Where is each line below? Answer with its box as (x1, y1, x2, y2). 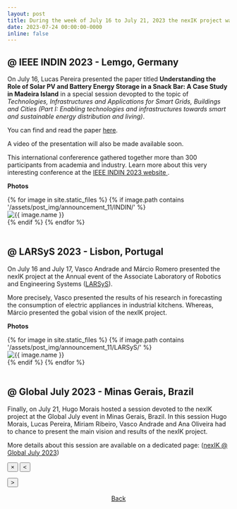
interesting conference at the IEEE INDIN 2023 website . (7, 168, 170, 177)
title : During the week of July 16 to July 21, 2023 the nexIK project (7, 17, 222, 24)
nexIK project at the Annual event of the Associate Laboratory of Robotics (7, 272, 221, 281)
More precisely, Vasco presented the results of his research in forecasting (7, 293, 222, 302)
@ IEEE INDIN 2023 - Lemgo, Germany (7, 56, 179, 68)
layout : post (7, 10, 46, 18)
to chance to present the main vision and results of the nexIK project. (7, 427, 208, 436)
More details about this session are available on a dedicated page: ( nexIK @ (7, 441, 228, 449)
